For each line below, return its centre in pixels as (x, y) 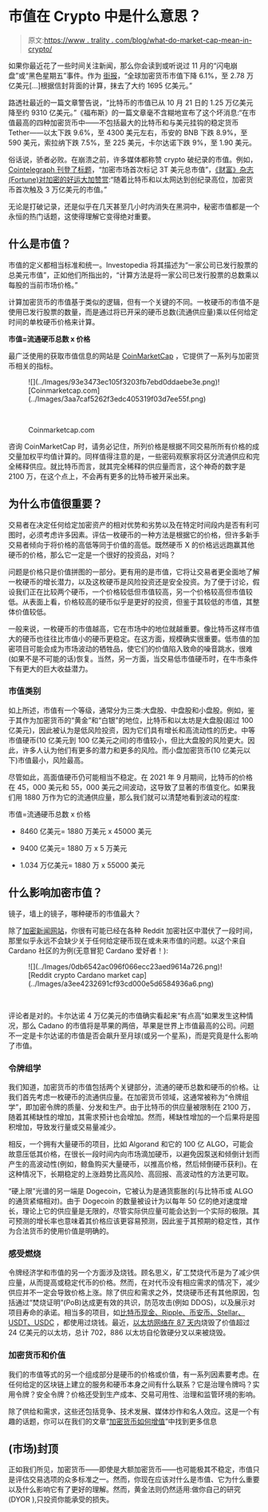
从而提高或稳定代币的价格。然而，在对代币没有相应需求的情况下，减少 (144, 1283)
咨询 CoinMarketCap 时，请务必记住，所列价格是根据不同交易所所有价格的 (130, 446)
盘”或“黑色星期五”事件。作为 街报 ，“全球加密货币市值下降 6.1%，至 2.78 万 (131, 75)
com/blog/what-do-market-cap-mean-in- (184, 40)
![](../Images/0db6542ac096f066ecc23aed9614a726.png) (124, 966)
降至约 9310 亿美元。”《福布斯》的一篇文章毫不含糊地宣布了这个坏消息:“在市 (132, 112)
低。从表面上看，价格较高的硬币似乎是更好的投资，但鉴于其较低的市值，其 (130, 601)
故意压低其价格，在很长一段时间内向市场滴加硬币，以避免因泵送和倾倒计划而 (134, 1154)
